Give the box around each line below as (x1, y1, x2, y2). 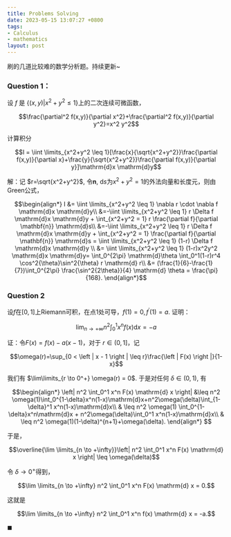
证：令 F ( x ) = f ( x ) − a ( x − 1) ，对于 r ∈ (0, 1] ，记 (7, 339, 140, 347)
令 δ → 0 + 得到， (7, 466, 54, 475)
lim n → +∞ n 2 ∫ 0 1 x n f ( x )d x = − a (75, 322, 157, 333)
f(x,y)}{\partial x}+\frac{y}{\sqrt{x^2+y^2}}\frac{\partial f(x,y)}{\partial (16, 155, 216, 164)
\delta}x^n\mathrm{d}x (8, 410, 73, 419)
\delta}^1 (27, 403, 53, 411)
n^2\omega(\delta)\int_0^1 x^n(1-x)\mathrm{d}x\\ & (80, 410, 225, 419)
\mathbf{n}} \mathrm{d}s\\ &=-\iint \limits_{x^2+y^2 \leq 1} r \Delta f (20, 222, 212, 230)
